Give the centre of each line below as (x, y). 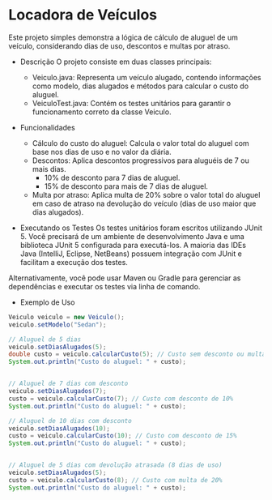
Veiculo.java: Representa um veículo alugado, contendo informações (147, 77)
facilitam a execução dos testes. (74, 262)
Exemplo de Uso (47, 302)
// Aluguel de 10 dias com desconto (70, 421)
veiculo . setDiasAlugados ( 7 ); (57, 391)
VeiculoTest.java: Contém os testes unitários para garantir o (132, 103)
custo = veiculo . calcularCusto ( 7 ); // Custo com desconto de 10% (121, 399)
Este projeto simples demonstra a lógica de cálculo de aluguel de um (123, 37)
